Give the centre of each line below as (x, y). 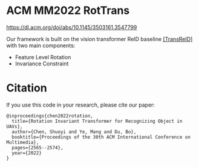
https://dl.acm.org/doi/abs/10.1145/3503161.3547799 (72, 27)
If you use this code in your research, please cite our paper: (81, 105)
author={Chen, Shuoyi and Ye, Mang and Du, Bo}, (74, 132)
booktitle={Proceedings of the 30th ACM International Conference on (101, 137)
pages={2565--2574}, (38, 148)
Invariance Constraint (42, 64)
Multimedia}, (23, 142)
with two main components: (41, 45)
